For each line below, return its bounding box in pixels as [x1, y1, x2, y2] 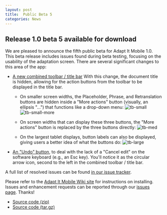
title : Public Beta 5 [5, 12, 52, 17]
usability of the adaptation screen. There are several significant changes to [5, 59, 160, 65]
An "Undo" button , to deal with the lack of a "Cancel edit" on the [12, 149, 145, 155]
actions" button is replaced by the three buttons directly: [19, 125, 136, 131]
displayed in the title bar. [12, 84, 63, 90]
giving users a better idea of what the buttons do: [19, 140, 122, 145]
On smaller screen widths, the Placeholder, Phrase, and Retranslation [19, 94, 162, 100]
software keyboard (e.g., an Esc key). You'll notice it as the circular [12, 154, 150, 160]
